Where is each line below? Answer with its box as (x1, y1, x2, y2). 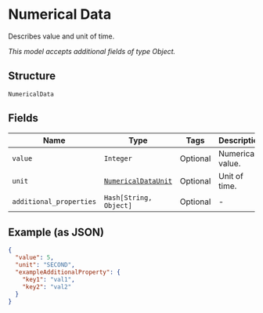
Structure (8, 69, 56, 83)
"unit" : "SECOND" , (15, 261, 76, 269)
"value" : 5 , (15, 253, 55, 262)
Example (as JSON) (8, 225, 104, 238)
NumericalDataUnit (103, 177, 173, 185)
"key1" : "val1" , (22, 275, 76, 283)
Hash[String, (103, 193, 153, 202)
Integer (103, 154, 133, 162)
